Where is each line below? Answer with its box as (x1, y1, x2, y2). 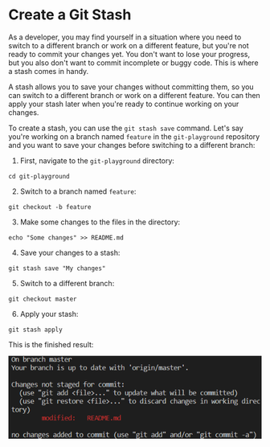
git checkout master (8, 295, 78, 303)
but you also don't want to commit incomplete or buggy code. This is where (8, 58, 259, 68)
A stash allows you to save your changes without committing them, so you (8, 82, 255, 92)
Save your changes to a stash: (19, 248, 121, 257)
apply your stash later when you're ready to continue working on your (8, 99, 239, 109)
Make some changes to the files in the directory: (19, 217, 181, 227)
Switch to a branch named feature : (19, 187, 137, 196)
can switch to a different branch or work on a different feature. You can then (8, 90, 261, 100)
